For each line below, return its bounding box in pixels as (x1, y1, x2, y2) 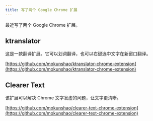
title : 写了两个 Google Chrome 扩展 (5, 7, 78, 13)
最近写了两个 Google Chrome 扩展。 (5, 22, 81, 28)
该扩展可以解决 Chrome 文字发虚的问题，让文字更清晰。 (5, 95, 122, 101)
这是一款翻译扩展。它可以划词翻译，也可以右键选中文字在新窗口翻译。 (5, 51, 151, 57)
